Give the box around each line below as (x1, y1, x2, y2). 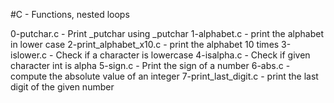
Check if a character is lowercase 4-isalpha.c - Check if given (55, 49, 311, 61)
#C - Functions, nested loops (10, 9, 130, 20)
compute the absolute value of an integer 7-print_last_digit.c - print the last (10, 70, 319, 82)
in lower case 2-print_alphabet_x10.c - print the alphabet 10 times (10, 39, 280, 50)
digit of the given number (10, 81, 115, 93)
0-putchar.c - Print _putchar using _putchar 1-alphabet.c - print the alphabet (10, 28, 324, 39)
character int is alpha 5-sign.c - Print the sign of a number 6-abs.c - (10, 60, 291, 71)
